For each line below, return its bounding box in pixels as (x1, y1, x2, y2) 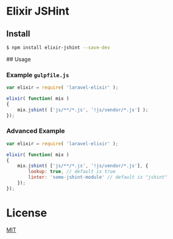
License (6, 206, 48, 220)
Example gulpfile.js (6, 71, 69, 79)
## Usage (6, 55, 32, 63)
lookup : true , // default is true (28, 168, 116, 175)
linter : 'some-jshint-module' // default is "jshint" (28, 175, 168, 181)
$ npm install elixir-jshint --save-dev (6, 44, 111, 50)
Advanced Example (6, 126, 65, 135)
